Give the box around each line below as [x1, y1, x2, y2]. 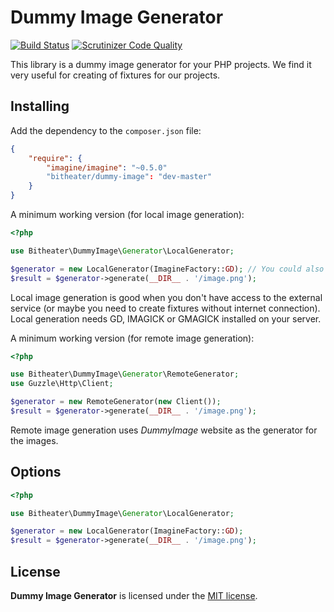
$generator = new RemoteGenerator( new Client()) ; [10, 397, 222, 407]
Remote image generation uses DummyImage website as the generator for [10, 424, 318, 436]
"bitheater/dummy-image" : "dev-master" [46, 172, 213, 182]
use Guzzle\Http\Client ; [10, 379, 114, 389]
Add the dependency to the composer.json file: [10, 124, 202, 136]
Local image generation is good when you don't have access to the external [10, 291, 323, 303]
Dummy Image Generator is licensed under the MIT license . [10, 590, 258, 601]
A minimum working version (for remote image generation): [10, 332, 255, 344]
